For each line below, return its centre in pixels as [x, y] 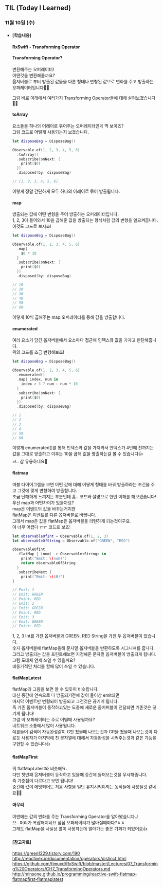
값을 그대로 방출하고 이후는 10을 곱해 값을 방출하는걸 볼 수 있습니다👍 [77, 454]
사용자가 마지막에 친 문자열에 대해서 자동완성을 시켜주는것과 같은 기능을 [89, 738]
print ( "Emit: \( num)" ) [44, 559]
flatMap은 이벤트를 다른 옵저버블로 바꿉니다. [54, 515]
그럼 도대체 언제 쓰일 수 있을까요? [44, 660]
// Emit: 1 [23, 590]
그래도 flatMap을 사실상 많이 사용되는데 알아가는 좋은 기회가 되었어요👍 [80, 829]
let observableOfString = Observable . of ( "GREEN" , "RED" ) [71, 541]
